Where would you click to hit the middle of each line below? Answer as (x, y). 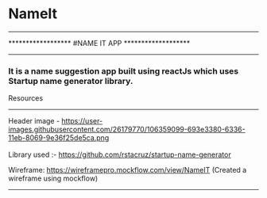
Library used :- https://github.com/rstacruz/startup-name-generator (120, 154)
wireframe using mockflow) (53, 178)
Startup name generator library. (71, 81)
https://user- (82, 121)
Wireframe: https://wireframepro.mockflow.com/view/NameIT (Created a (128, 170)
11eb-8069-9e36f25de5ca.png (59, 138)
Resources (26, 98)
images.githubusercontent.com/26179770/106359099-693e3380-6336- (127, 129)
